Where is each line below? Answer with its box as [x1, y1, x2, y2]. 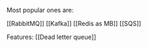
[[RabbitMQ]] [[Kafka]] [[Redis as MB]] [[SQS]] [6, 19, 142, 27]
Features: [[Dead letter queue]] [6, 33, 96, 41]
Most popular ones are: [6, 6, 74, 14]
